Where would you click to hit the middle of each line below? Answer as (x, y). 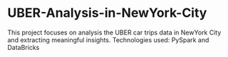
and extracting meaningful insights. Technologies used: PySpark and (108, 39)
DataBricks (24, 47)
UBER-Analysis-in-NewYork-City (107, 13)
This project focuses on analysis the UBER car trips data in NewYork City (114, 32)
